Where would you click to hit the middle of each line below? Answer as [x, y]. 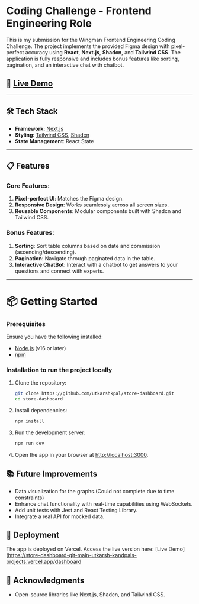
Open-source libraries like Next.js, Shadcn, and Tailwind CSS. [90, 595]
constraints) [29, 498]
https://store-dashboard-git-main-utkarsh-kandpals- [73, 555]
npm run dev [29, 443]
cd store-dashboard [39, 399]
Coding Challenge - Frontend [79, 11]
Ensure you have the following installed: [55, 337]
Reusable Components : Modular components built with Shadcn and [98, 211]
